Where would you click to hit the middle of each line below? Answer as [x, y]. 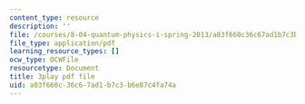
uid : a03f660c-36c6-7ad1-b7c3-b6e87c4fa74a [93, 85]
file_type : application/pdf [63, 43]
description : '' [40, 26]
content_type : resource [54, 18]
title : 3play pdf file [52, 77]
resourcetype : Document [54, 69]
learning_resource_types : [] [64, 52]
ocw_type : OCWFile [44, 60]
